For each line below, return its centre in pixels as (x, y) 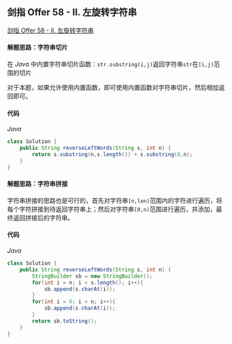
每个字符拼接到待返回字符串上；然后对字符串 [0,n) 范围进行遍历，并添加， (112, 209)
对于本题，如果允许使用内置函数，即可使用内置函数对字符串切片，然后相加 (113, 88)
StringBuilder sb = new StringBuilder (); (93, 276)
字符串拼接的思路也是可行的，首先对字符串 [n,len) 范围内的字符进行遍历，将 (115, 200)
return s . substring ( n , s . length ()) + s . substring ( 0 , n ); (113, 154)
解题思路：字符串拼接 (37, 184)
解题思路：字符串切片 (37, 48)
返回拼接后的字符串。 (43, 218)
